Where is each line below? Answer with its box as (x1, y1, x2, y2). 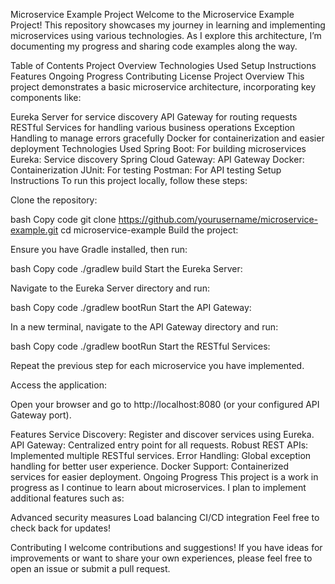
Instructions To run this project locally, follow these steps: (10, 175, 248, 186)
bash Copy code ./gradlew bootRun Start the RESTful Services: (10, 340, 271, 352)
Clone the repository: (10, 194, 98, 206)
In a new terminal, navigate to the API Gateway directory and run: (10, 321, 279, 333)
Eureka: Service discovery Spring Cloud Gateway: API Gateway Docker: (10, 154, 305, 165)
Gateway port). (10, 409, 72, 421)
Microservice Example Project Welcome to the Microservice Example (10, 9, 295, 20)
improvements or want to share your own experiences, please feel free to (10, 552, 313, 564)
